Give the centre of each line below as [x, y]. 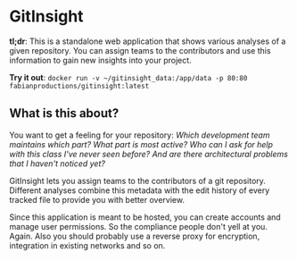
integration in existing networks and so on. [87, 245]
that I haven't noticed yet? [57, 164]
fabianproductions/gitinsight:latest [79, 86]
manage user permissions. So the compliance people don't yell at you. [138, 226]
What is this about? [64, 113]
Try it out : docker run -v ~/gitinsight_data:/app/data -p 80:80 [128, 77]
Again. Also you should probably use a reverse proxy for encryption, [135, 236]
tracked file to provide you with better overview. [97, 199]
